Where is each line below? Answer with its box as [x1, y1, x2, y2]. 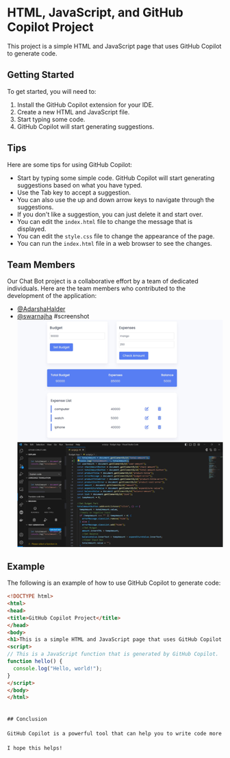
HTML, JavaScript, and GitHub [7, 5, 183, 21]
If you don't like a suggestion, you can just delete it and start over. [16, 210, 203, 218]
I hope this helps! [7, 744, 63, 751]
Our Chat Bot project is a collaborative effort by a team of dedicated [7, 277, 199, 286]
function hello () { [7, 658, 63, 665]
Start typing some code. [16, 115, 86, 123]
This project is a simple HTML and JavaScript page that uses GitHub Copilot [7, 42, 222, 50]
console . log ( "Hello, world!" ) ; [13, 665, 103, 672]
